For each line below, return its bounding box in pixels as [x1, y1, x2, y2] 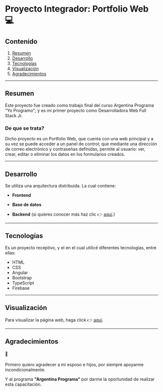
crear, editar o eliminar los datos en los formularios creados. [5, 152, 125, 157]
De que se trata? [5, 125, 45, 132]
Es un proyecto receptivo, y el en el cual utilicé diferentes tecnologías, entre [5, 244, 157, 251]
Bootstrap [12, 274, 32, 280]
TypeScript [12, 280, 34, 286]
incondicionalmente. [5, 367, 46, 373]
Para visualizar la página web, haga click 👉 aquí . [5, 317, 104, 323]
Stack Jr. [5, 113, 23, 119]
